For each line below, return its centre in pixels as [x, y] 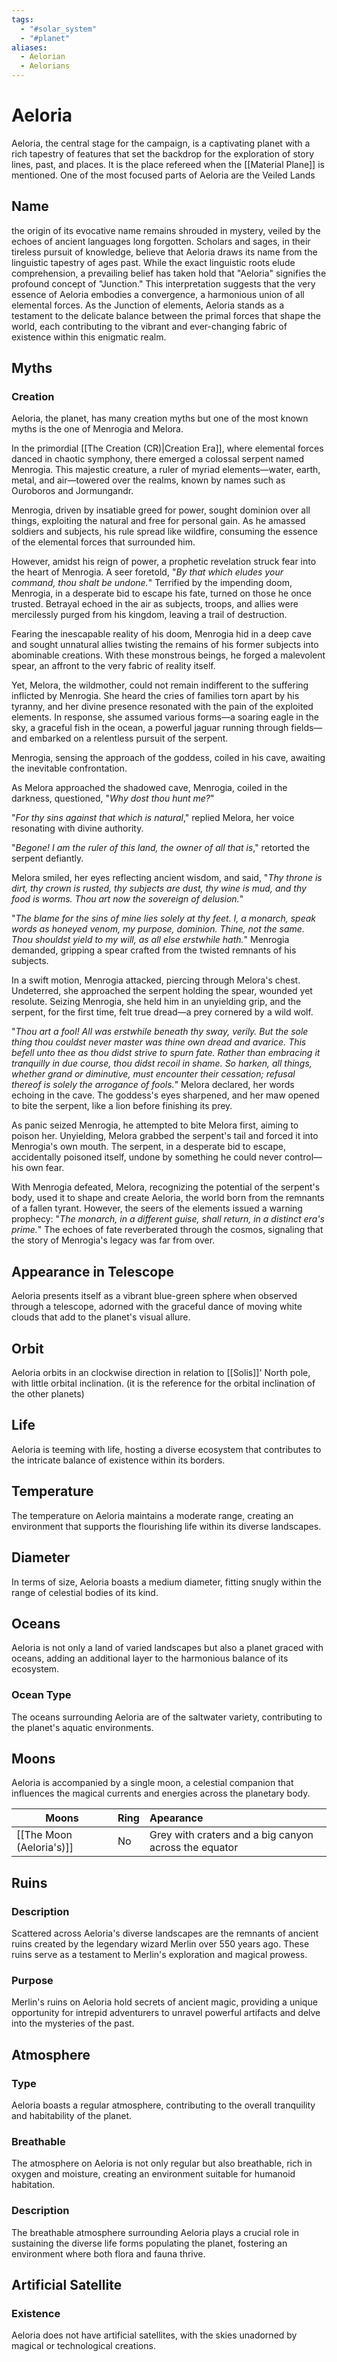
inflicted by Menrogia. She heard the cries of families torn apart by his [155, 696]
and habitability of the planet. [72, 2116]
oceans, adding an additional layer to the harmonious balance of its [150, 1658]
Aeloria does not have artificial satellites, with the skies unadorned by [154, 2335]
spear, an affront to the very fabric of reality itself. [113, 666]
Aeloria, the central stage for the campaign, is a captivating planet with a [161, 143]
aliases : [29, 47]
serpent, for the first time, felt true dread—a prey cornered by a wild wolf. [162, 1012]
